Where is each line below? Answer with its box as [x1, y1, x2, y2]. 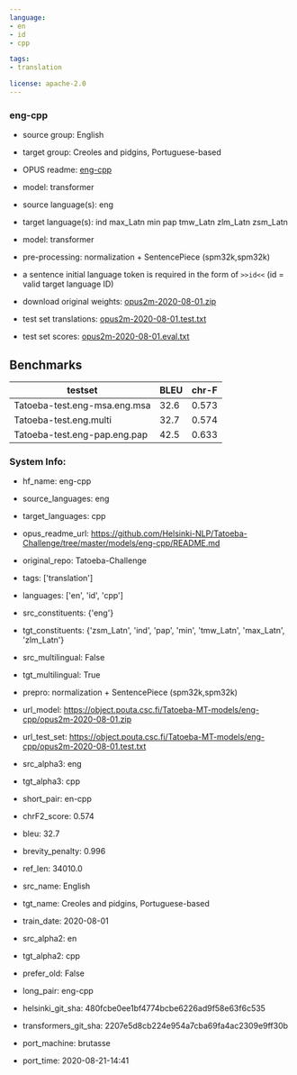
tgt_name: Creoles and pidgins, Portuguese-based [22, 898, 210, 909]
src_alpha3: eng [22, 759, 83, 770]
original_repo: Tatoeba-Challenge [22, 555, 147, 566]
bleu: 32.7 [22, 828, 60, 839]
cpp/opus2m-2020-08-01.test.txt [22, 741, 147, 752]
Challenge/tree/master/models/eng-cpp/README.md [22, 538, 220, 549]
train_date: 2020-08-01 [22, 916, 110, 926]
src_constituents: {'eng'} [22, 607, 114, 618]
